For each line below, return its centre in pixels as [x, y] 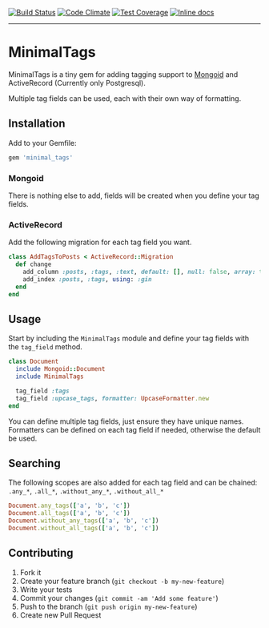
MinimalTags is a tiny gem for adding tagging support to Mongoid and [123, 74]
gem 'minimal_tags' [41, 157]
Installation [37, 124]
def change [34, 264]
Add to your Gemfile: [43, 143]
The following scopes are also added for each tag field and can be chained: [133, 483]
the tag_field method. [45, 347]
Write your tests [46, 590]
